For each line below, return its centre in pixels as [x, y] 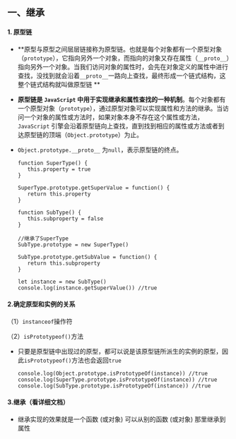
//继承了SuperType [43, 239]
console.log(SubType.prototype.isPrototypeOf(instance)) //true [114, 386]
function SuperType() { [53, 163]
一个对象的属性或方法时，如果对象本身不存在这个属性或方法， [113, 117]
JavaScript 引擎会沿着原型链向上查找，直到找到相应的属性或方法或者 [118, 126]
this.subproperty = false [65, 218]
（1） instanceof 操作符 [40, 321]
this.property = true [59, 169]
